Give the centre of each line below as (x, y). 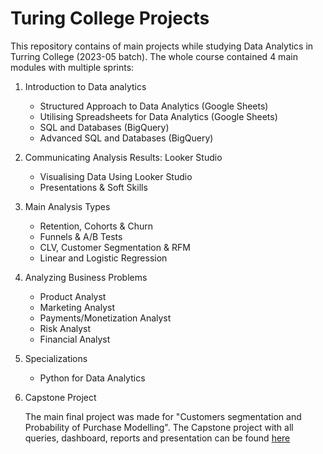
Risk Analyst (65, 328)
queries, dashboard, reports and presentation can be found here (157, 438)
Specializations (56, 358)
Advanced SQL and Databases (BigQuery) (126, 138)
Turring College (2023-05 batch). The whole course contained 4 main (154, 56)
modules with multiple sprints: (72, 67)
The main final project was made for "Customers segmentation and (163, 416)
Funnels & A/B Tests (81, 236)
